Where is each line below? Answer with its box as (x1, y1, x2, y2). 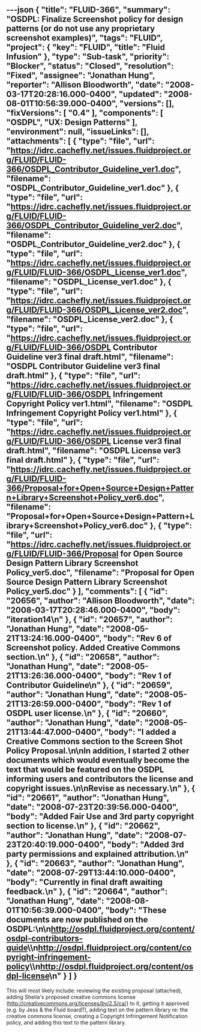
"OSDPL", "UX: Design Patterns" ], (6, 117, 138, 128)
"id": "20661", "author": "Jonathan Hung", (6, 792, 169, 803)
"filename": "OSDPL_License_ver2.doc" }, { (6, 315, 173, 325)
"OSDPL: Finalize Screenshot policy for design (6, 14, 184, 25)
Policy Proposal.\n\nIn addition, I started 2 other (6, 746, 190, 756)
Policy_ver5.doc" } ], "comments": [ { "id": (6, 587, 168, 597)
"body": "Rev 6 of (103, 633, 172, 644)
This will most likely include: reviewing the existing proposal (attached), (6, 987, 183, 994)
